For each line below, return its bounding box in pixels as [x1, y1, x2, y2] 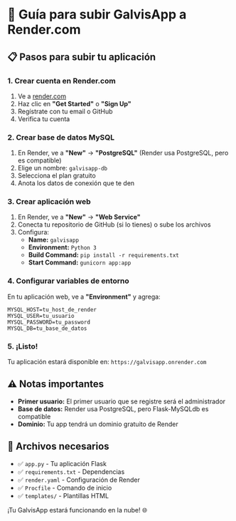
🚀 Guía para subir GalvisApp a [7, 6, 187, 23]
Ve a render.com [17, 92, 66, 100]
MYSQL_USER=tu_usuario [7, 312, 75, 319]
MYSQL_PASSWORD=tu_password [7, 319, 91, 326]
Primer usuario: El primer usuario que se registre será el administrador [17, 397, 226, 406]
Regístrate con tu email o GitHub [17, 107, 113, 115]
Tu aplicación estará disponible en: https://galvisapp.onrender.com [7, 358, 207, 366]
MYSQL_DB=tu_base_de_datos [7, 324, 87, 332]
